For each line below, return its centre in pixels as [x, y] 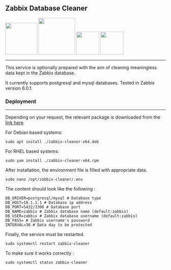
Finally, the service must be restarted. [45, 234]
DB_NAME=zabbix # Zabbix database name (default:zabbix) [67, 212]
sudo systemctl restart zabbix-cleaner [48, 244]
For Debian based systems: [34, 132]
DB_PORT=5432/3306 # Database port [43, 207]
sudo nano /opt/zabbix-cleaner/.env [44, 180]
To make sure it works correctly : [40, 253]
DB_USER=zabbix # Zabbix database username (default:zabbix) [72, 216]
